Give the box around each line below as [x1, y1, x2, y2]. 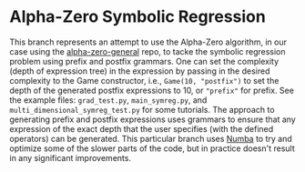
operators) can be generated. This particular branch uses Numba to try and [9, 133, 293, 144]
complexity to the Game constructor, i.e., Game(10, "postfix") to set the [9, 75, 280, 86]
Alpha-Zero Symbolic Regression [9, 6, 266, 27]
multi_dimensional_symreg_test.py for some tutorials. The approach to [9, 104, 275, 115]
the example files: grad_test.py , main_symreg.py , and [9, 94, 208, 106]
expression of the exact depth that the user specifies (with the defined [9, 123, 274, 134]
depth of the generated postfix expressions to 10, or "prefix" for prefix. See [9, 85, 294, 96]
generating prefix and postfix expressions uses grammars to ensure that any [9, 114, 296, 125]
